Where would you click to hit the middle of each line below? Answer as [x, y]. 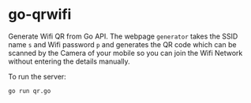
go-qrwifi [40, 15]
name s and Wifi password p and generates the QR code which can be [122, 44]
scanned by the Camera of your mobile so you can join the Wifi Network [126, 53]
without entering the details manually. [69, 61]
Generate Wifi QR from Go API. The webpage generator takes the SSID [123, 36]
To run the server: [37, 76]
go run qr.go [30, 91]
